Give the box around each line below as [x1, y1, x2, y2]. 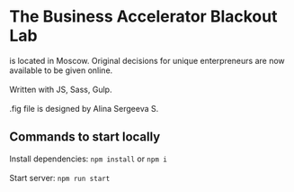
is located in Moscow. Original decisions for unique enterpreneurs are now [9, 55, 285, 66]
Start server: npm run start [9, 172, 111, 183]
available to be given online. [9, 65, 113, 76]
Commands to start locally [9, 129, 161, 145]
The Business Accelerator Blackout [9, 6, 278, 27]
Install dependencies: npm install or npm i [9, 153, 168, 164]
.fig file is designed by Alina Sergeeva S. [9, 103, 159, 114]
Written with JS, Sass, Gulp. [9, 84, 112, 95]
